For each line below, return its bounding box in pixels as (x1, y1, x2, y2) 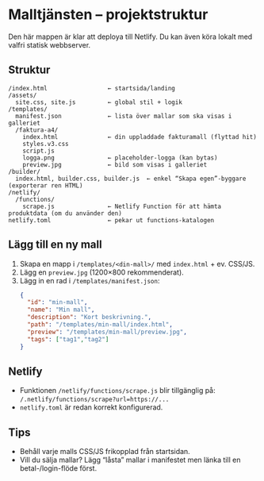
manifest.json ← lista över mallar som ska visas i (15, 112, 232, 120)
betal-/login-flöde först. (19, 464, 98, 473)
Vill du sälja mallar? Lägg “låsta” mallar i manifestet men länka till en (19, 455, 241, 465)
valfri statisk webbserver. (8, 40, 91, 49)
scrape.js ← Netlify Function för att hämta (22, 202, 222, 210)
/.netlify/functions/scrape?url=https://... (19, 395, 170, 404)
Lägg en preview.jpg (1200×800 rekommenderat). (19, 267, 184, 277)
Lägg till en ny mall (8, 238, 102, 252)
